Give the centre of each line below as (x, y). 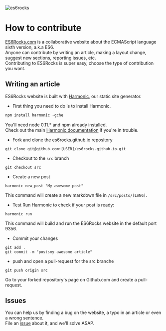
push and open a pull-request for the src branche (63, 261)
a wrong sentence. (24, 318)
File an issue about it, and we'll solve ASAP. (50, 323)
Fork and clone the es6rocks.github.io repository (63, 140)
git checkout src (23, 167)
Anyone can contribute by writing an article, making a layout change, (76, 52)
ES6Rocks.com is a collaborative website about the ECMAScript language (81, 42)
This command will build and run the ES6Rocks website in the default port (81, 223)
